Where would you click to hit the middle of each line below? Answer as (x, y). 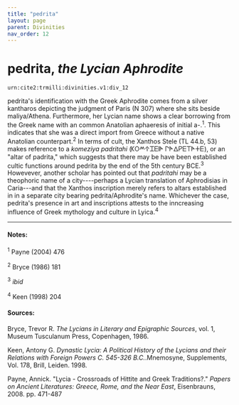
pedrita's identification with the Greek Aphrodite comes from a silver (108, 101)
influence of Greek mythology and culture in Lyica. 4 (83, 211)
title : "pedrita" (33, 14)
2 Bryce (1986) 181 (34, 266)
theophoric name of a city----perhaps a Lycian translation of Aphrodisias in (117, 180)
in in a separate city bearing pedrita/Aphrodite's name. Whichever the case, (118, 195)
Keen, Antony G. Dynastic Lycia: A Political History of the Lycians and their (117, 350)
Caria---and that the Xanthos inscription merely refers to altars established (117, 188)
